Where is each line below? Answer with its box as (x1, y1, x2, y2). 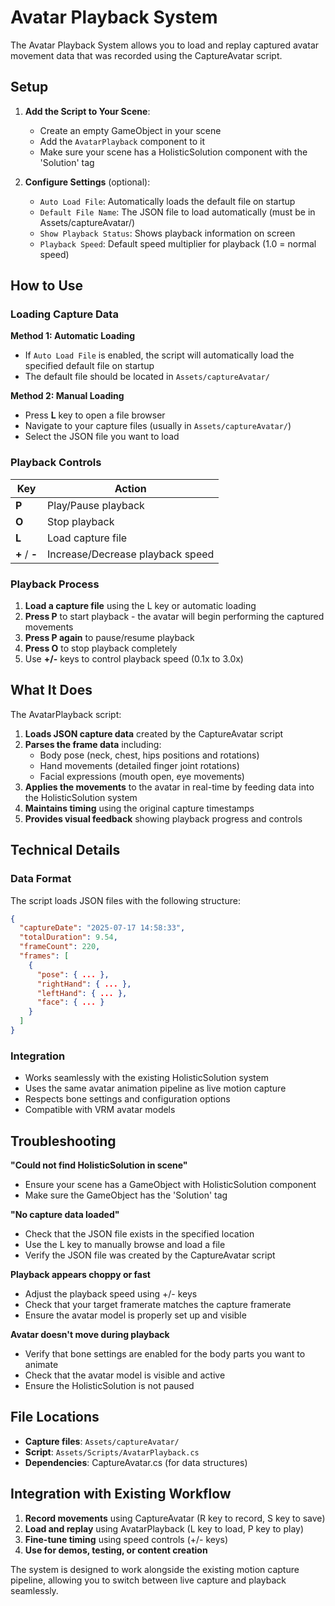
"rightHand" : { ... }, (36, 979, 132, 989)
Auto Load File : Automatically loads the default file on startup (39, 195, 296, 207)
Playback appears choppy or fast (10, 1269, 151, 1281)
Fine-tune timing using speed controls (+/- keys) (24, 1533, 229, 1545)
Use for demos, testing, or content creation (24, 1544, 208, 1556)
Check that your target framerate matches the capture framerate (24, 1299, 292, 1311)
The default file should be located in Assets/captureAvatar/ (24, 371, 270, 383)
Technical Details (10, 842, 121, 859)
